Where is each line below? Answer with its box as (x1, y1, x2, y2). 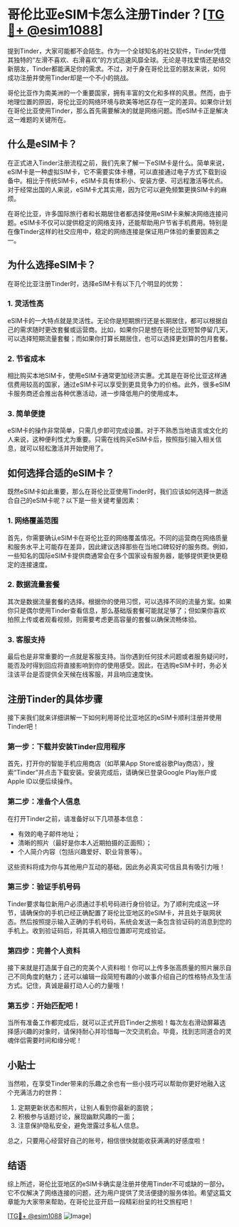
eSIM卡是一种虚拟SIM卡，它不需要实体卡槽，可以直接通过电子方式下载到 (7, 167, 221, 175)
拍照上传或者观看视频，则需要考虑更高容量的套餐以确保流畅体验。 (7, 615, 201, 623)
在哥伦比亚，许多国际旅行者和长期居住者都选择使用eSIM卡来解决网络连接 (7, 209, 222, 218)
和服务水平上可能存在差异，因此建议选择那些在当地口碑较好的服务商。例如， (7, 542, 232, 551)
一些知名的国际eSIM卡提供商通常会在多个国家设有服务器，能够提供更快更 (7, 551, 222, 560)
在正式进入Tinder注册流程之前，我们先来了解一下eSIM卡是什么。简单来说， (7, 158, 229, 167)
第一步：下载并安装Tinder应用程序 (7, 741, 126, 751)
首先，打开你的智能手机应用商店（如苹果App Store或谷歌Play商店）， (7, 759, 208, 768)
